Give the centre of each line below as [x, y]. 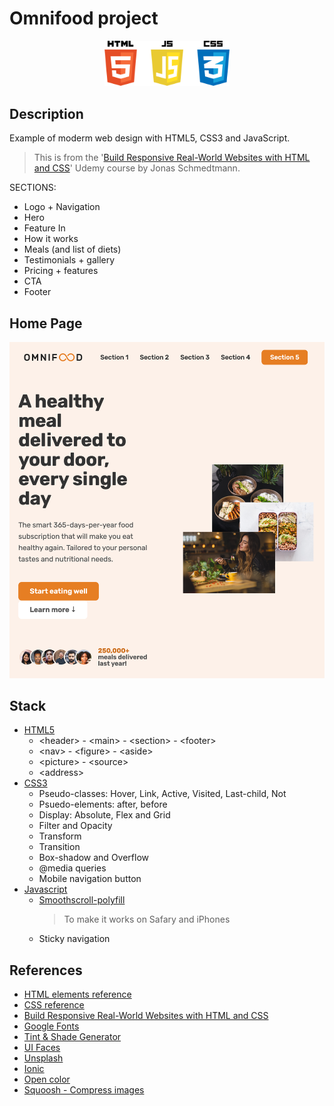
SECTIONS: [33, 188]
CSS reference [54, 1005]
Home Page [46, 323]
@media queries [72, 868]
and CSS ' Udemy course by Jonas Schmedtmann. [137, 168]
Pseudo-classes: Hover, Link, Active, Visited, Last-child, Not [162, 794]
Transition [59, 847]
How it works [51, 239]
